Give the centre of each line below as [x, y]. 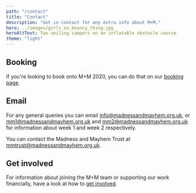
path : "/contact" [27, 11]
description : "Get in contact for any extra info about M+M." [83, 22]
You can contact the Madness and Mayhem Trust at [68, 139]
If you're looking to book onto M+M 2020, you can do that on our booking [95, 76]
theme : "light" [25, 39]
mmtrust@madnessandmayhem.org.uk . [54, 145]
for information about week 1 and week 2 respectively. [71, 127]
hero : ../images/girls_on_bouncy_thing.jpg [60, 28]
